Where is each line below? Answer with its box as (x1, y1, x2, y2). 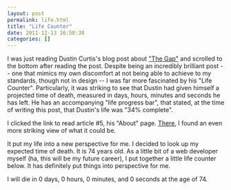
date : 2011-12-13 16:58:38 (7, 29, 85, 36)
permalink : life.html (7, 17, 70, 23)
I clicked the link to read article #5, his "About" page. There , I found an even (7, 119, 223, 127)
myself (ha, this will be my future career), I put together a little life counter (7, 154, 217, 162)
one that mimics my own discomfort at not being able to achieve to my (11, 70, 212, 78)
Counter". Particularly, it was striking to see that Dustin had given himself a (7, 84, 219, 92)
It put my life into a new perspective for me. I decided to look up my (7, 140, 199, 148)
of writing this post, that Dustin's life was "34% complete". (7, 106, 174, 114)
